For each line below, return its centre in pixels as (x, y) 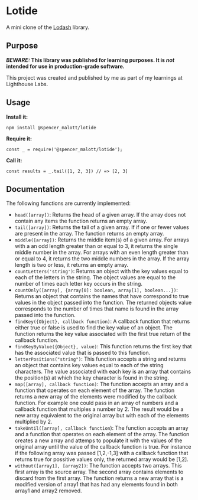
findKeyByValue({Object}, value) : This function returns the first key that (103, 347)
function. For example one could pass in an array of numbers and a (96, 403)
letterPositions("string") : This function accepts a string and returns (100, 359)
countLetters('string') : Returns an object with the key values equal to (101, 271)
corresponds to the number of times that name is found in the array (97, 309)
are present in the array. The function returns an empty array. (89, 234)
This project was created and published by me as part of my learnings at (95, 77)
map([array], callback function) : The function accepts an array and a (101, 384)
